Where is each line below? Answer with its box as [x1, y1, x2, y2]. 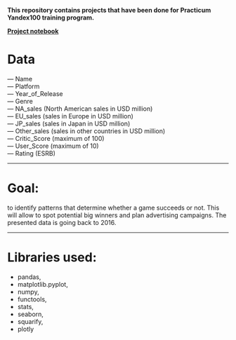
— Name [7, 74, 33, 83]
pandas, [17, 273, 41, 281]
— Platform [7, 82, 40, 90]
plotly [17, 325, 34, 333]
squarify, [17, 317, 44, 325]
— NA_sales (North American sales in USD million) [7, 104, 153, 113]
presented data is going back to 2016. [7, 218, 117, 226]
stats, [17, 302, 34, 311]
